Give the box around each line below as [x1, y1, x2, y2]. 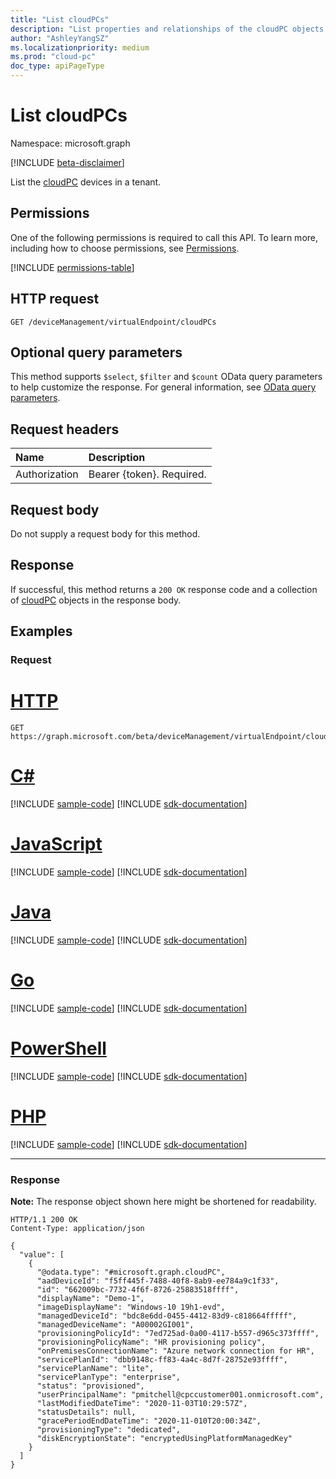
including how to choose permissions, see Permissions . [10, 242, 240, 254]
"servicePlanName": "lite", [36, 1363, 155, 1373]
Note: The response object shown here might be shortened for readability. [10, 1195, 317, 1207]
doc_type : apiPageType [10, 61, 105, 71]
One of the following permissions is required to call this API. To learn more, [10, 231, 319, 243]
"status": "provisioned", [36, 1381, 145, 1391]
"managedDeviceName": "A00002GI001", [36, 1319, 195, 1330]
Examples [10, 623, 73, 640]
